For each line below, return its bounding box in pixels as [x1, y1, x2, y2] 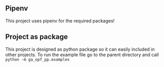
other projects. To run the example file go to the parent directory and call [5, 51, 159, 58]
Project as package [5, 33, 68, 41]
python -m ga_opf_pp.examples [5, 57, 70, 62]
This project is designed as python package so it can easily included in [5, 46, 155, 52]
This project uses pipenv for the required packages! [5, 17, 115, 24]
